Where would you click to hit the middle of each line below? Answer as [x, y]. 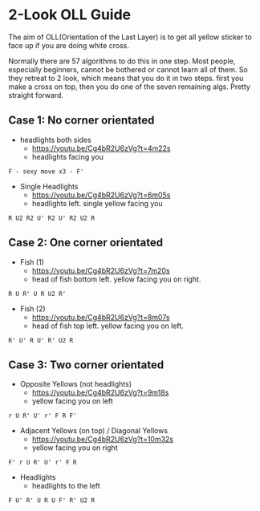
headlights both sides [55, 140]
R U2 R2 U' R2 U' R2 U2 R [51, 218]
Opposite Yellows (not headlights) [76, 384]
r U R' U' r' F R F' [43, 416]
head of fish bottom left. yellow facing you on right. [116, 279]
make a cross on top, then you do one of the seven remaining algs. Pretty [130, 87]
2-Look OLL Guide [70, 15]
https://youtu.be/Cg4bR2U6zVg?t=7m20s [101, 270]
